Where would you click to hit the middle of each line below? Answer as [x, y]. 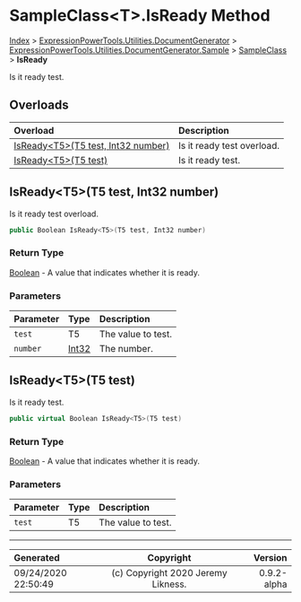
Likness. [169, 584]
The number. [126, 349]
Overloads [39, 105]
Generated [37, 558]
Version [270, 558]
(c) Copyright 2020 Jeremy [169, 573]
